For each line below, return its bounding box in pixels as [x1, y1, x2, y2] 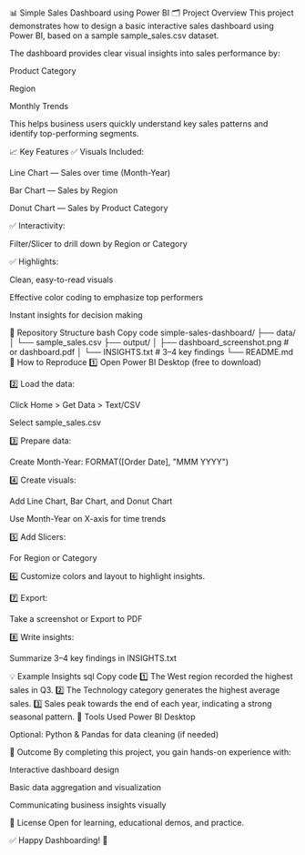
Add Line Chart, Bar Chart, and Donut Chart [9, 495, 173, 506]
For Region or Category [9, 553, 97, 563]
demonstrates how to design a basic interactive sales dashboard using [9, 21, 275, 31]
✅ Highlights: [9, 256, 59, 267]
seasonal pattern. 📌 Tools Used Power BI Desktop [9, 711, 196, 722]
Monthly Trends [9, 101, 69, 111]
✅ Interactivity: [9, 220, 66, 230]
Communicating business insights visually [9, 799, 167, 810]
